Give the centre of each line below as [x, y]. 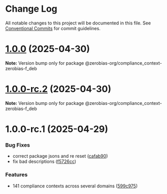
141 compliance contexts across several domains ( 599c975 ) [75, 186]
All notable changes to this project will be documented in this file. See [78, 23]
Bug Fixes [18, 145]
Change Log [31, 9]
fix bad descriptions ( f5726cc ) [44, 161]
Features [16, 175]
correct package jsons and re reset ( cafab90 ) [60, 156]
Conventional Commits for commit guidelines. [53, 28]
